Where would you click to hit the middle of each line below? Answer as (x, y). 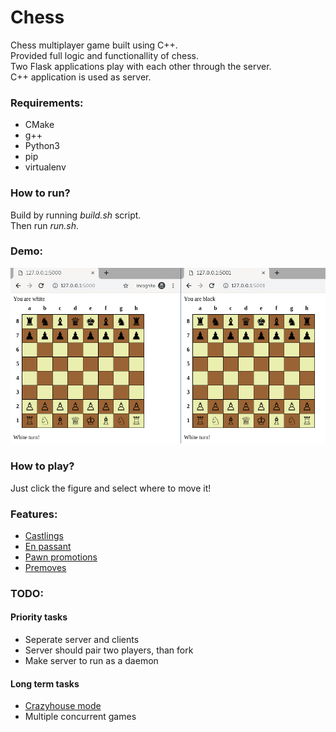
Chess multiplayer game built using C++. (94, 45)
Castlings (44, 535)
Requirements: (47, 103)
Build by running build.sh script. (76, 215)
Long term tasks (45, 683)
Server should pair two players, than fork (109, 650)
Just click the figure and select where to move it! (111, 488)
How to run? (40, 193)
